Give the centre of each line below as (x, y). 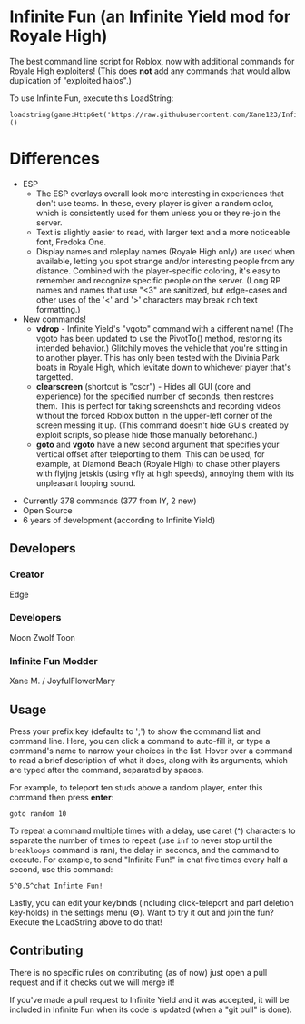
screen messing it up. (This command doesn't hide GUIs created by (162, 425)
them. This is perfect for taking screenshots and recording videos (158, 405)
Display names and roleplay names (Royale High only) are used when (166, 251)
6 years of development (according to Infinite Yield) (119, 520)
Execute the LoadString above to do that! (86, 922)
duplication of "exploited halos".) (70, 80)
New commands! (54, 319)
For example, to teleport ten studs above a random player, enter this (136, 787)
